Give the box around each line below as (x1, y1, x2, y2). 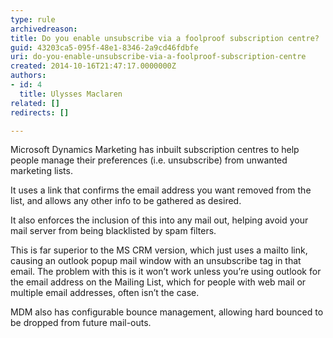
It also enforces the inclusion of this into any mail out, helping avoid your (10, 214, 309, 226)
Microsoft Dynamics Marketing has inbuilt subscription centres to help (10, 144, 300, 156)
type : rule (10, 14, 56, 25)
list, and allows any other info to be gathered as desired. (10, 195, 242, 207)
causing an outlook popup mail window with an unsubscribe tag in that (10, 255, 302, 267)
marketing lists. (10, 165, 73, 177)
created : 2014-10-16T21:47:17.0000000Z (10, 61, 177, 71)
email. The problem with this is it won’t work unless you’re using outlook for (10, 266, 322, 278)
